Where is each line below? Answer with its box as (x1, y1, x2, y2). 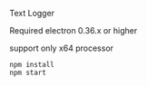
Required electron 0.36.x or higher (9, 25, 138, 35)
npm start (9, 68, 47, 77)
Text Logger (9, 8, 55, 18)
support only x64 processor (9, 43, 114, 53)
